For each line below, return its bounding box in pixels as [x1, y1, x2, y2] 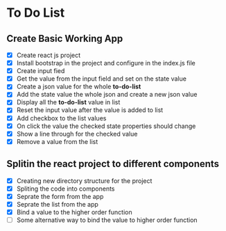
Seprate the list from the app [16, 200, 98, 208]
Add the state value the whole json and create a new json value [16, 90, 198, 99]
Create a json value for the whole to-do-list [16, 82, 141, 91]
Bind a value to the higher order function [16, 207, 132, 216]
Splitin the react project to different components [6, 158, 220, 170]
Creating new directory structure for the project [16, 176, 153, 185]
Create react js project [16, 51, 81, 59]
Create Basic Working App [6, 33, 123, 45]
